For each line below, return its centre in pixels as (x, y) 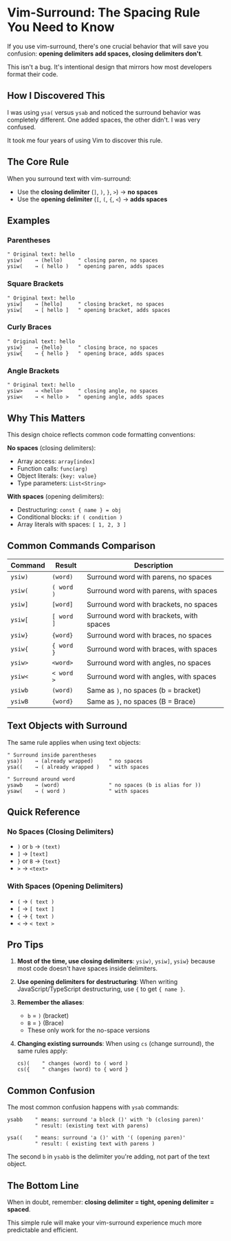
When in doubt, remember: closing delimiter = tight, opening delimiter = (111, 1202)
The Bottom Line (43, 1186)
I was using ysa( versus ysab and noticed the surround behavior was (104, 112)
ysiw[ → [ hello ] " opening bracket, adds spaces (89, 310)
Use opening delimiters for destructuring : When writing (97, 982)
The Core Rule (38, 162)
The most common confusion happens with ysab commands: (93, 1107)
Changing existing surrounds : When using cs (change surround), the (115, 1044)
